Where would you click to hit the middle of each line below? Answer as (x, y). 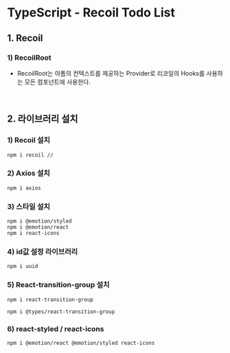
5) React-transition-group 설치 (58, 285)
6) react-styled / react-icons (56, 329)
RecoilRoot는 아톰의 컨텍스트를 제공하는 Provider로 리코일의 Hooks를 (111, 73)
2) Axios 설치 (28, 173)
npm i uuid (23, 266)
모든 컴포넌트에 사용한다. (58, 82)
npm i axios (24, 188)
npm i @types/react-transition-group (61, 311)
